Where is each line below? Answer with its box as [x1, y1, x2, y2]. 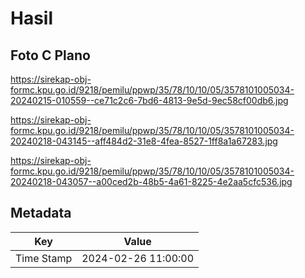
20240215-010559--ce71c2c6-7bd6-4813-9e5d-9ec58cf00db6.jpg [10, 95, 289, 106]
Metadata [10, 205, 72, 222]
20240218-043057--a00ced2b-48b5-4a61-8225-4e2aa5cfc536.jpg [10, 176, 293, 187]
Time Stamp [15, 251, 73, 265]
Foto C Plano [10, 47, 91, 64]
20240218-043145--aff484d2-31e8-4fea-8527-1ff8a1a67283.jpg [10, 135, 278, 147]
